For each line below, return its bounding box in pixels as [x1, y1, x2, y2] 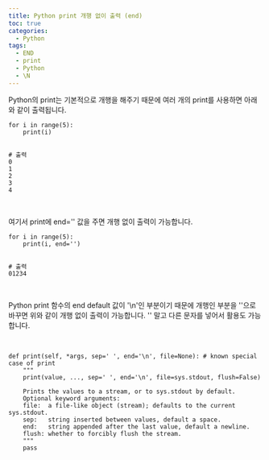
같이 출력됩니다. [16, 105, 67, 114]
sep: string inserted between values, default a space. [23, 416, 221, 424]
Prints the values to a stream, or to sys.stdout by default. [23, 387, 236, 396]
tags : [8, 42, 27, 50]
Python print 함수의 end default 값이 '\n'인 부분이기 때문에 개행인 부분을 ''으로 [8, 300, 256, 310]
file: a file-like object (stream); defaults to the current [23, 401, 236, 409]
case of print [8, 359, 56, 367]
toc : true [8, 19, 42, 27]
